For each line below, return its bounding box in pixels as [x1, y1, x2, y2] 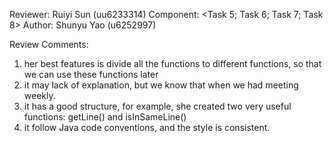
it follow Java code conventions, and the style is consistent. [23, 122, 271, 133]
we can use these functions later [23, 69, 159, 80]
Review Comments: [9, 39, 89, 50]
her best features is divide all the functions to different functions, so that [23, 58, 322, 69]
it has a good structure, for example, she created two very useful [23, 100, 292, 112]
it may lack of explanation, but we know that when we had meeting [23, 79, 299, 91]
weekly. [23, 90, 56, 101]
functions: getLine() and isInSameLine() [23, 111, 187, 123]
